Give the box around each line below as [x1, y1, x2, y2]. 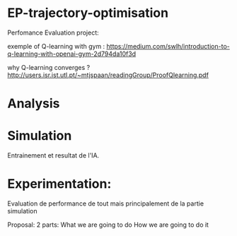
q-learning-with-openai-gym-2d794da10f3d [7, 49, 137, 58]
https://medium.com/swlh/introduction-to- [106, 42, 230, 50]
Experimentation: [7, 176, 112, 192]
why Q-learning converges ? [7, 63, 91, 71]
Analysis [7, 95, 60, 112]
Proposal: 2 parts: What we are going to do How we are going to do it [7, 220, 209, 229]
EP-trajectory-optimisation [7, 5, 168, 21]
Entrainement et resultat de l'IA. [7, 151, 100, 160]
